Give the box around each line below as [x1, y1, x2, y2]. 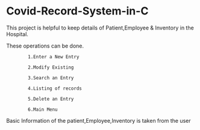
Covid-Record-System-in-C [6, 4, 149, 18]
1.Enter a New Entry [28, 54, 80, 60]
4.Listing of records [28, 85, 83, 91]
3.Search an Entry [28, 75, 74, 81]
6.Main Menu [28, 107, 58, 113]
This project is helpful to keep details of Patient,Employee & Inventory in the [6, 24, 194, 31]
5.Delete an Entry [28, 96, 74, 102]
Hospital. [6, 30, 29, 37]
